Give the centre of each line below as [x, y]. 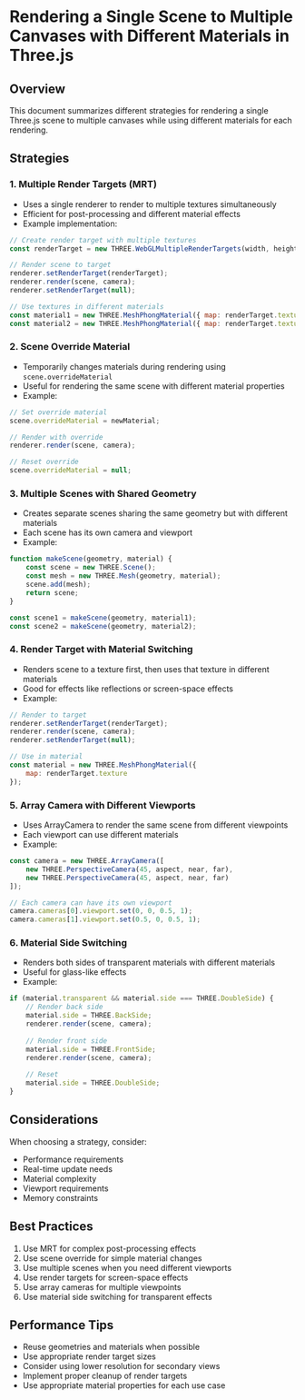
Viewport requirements [65, 1188]
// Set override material [58, 412]
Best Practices [51, 1227]
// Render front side [66, 1041]
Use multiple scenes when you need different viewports [127, 1267]
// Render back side [64, 1007]
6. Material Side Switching [68, 943]
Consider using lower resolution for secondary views [121, 1366]
